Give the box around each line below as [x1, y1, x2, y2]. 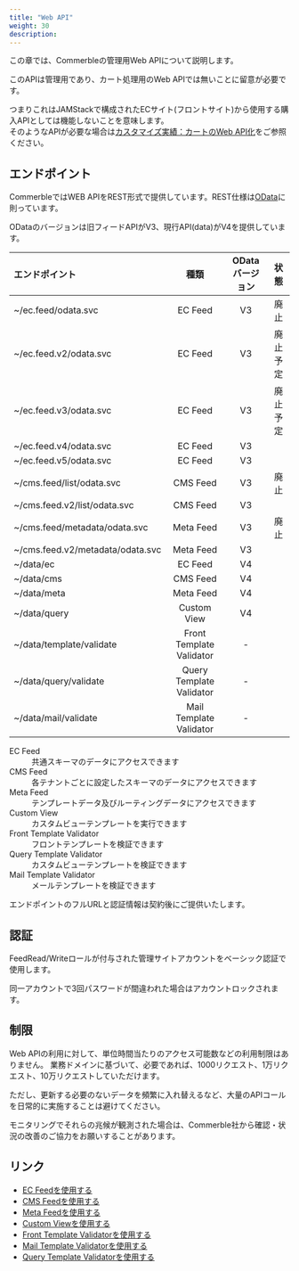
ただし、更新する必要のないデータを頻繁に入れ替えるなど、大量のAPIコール [9, 1089, 287, 1100]
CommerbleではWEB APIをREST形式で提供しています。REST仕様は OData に [9, 192, 287, 202]
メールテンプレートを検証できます [31, 880, 157, 891]
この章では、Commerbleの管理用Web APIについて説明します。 [9, 55, 238, 66]
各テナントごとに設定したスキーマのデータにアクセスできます [31, 777, 258, 788]
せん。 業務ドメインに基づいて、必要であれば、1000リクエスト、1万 [24, 1059, 273, 1070]
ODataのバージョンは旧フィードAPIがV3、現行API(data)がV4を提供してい [9, 222, 279, 233]
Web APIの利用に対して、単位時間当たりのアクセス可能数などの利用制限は [9, 1048, 282, 1059]
